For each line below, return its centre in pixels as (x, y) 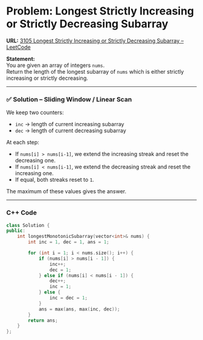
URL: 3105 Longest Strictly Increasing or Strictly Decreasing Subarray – (95, 40)
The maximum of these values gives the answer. (66, 191)
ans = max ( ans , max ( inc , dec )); (79, 309)
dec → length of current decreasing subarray (71, 130)
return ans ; (43, 320)
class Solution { (28, 225)
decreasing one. (35, 161)
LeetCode (19, 47)
